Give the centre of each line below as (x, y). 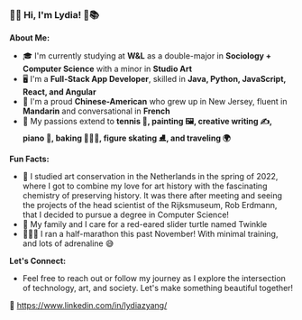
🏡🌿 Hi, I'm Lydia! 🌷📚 (55, 14)
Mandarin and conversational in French (96, 111)
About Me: (30, 38)
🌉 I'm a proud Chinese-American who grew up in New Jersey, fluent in (155, 102)
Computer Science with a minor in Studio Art (107, 69)
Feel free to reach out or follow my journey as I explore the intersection (154, 279)
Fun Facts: (29, 159)
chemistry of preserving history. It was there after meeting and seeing (152, 196)
